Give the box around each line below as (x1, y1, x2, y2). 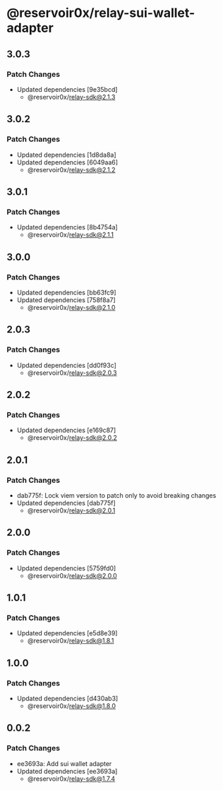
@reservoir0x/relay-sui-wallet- (6, 5, 195, 21)
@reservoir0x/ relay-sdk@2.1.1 (27, 231, 114, 239)
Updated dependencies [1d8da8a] (16, 150, 117, 159)
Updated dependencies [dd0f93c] (16, 361, 117, 369)
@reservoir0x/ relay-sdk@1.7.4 (27, 774, 116, 783)
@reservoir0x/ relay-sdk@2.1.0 (27, 303, 116, 311)
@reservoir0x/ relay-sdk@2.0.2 (27, 433, 117, 442)
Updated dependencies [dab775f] (16, 499, 116, 507)
